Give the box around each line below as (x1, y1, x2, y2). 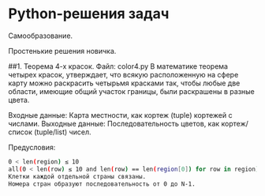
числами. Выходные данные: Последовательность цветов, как (8, 119, 220, 128)
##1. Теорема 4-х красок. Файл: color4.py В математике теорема (8, 61, 229, 71)
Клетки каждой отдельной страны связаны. (8, 172, 147, 180)
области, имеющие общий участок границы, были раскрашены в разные (8, 86, 255, 96)
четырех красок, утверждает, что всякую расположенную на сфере (8, 70, 239, 79)
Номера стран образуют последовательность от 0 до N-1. (8, 179, 196, 188)
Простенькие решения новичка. (8, 46, 117, 55)
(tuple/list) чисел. (34, 127, 91, 137)
